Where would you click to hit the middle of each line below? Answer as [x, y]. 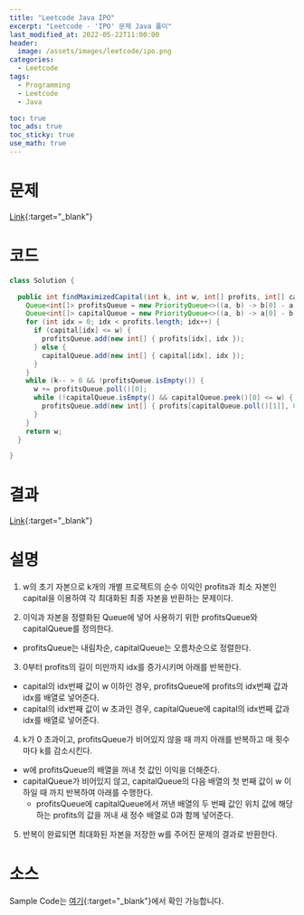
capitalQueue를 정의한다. [68, 628]
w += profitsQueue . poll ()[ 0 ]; [90, 390]
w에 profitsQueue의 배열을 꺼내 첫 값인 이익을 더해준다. [121, 770]
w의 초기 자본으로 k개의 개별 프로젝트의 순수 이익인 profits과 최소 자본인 [150, 587]
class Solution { [42, 280]
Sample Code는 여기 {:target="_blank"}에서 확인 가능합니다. [117, 901]
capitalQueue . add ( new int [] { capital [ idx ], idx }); [143, 355]
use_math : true [38, 144]
